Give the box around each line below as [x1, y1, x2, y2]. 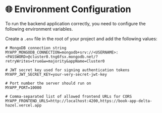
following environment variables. [5, 26, 73, 32]
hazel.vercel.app [5, 102, 42, 108]
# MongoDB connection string [5, 45, 67, 50]
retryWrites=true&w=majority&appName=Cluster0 [5, 59, 105, 64]
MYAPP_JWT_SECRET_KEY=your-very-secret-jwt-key [5, 72, 107, 77]
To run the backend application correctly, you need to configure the [5, 20, 146, 26]
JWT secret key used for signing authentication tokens [10, 67, 130, 73]
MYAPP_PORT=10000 [5, 85, 42, 90]
